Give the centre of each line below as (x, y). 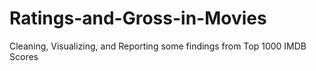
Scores (24, 56)
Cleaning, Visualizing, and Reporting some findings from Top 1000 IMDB (158, 46)
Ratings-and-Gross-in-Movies (138, 18)
